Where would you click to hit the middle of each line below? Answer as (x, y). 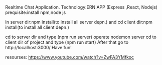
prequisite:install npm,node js (36, 12)
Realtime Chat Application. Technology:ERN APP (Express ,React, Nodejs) (82, 7)
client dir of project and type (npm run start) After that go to (67, 42)
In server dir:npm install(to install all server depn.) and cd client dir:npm (79, 22)
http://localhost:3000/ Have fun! (38, 47)
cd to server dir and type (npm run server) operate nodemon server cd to (81, 37)
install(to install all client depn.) (37, 27)
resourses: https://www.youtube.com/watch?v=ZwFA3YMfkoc (70, 57)
